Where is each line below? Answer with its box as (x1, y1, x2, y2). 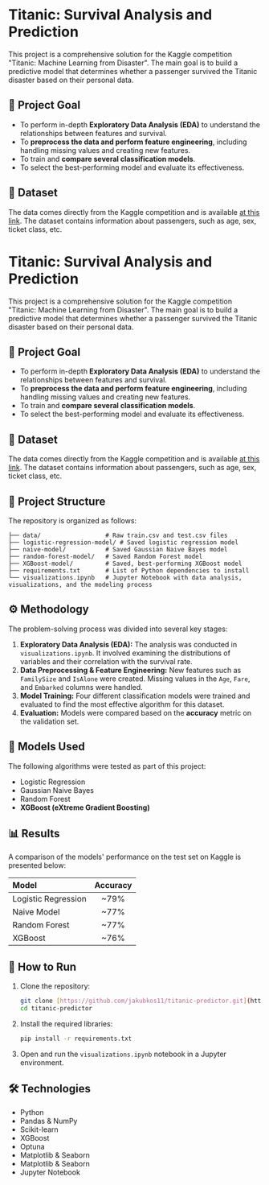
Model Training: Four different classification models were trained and (19, 691, 251, 700)
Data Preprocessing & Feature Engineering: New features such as (19, 665, 242, 675)
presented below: (8, 861, 67, 870)
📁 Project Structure (8, 494, 106, 508)
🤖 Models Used (8, 740, 86, 754)
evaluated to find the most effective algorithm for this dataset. (19, 699, 225, 709)
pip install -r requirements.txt (19, 1034, 132, 1043)
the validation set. (19, 716, 79, 726)
